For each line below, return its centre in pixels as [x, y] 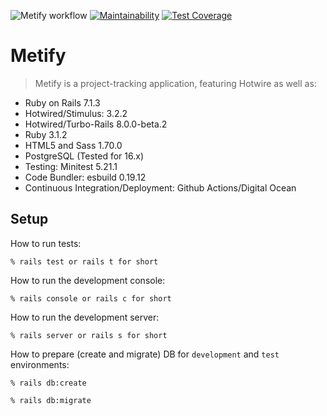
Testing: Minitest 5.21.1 [71, 166]
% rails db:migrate [51, 400]
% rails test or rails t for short [84, 261]
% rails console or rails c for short [91, 298]
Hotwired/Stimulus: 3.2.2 [76, 113]
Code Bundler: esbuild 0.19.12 [85, 177]
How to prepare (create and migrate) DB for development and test [145, 354]
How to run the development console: [88, 280]
